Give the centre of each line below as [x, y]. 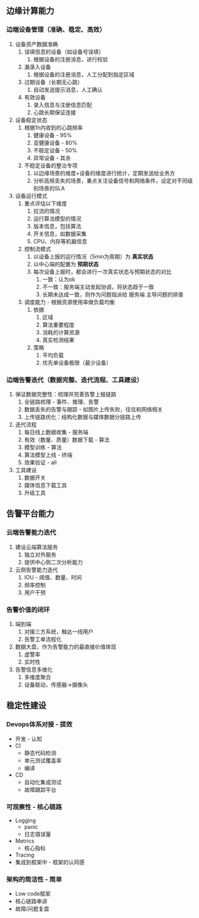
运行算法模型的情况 [57, 218]
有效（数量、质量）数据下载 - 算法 [67, 439]
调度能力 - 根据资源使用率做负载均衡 [69, 302]
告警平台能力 [30, 514]
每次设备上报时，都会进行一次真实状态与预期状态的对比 [102, 271]
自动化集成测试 [43, 782]
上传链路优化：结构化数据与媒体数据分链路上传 [83, 417]
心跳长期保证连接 [55, 112]
